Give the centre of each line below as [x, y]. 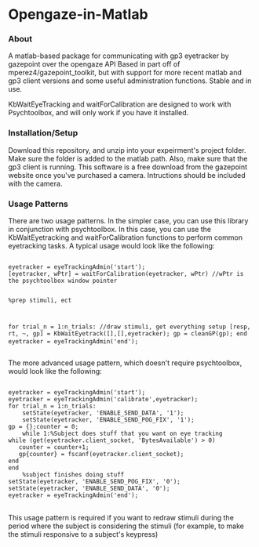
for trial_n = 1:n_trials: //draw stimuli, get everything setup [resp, [129, 327]
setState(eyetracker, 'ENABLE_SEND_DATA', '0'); [89, 488]
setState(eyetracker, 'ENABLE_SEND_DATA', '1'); [103, 413]
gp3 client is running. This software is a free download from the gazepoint [128, 167]
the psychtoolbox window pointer [63, 281]
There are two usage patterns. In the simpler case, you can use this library [128, 221]
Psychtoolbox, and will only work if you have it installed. [98, 113]
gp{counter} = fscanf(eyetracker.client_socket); [101, 454]
